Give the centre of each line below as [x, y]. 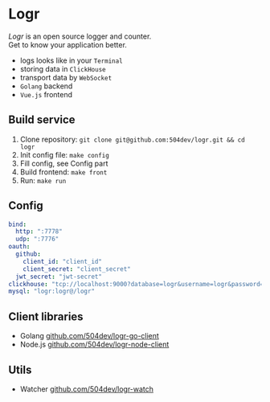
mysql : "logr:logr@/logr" [51, 291]
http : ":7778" [39, 232]
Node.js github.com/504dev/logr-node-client [94, 345]
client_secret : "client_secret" [77, 269]
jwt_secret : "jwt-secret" [59, 277]
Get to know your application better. [67, 44]
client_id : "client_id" [63, 261]
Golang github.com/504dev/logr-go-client [89, 336]
